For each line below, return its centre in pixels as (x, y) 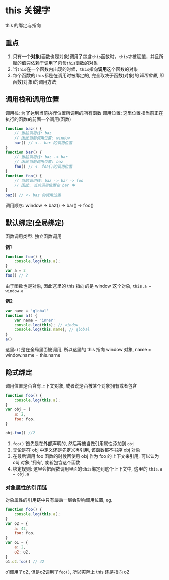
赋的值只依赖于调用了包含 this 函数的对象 (55, 63)
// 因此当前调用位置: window (42, 138)
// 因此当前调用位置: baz (39, 162)
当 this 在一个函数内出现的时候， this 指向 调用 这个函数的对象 (75, 69)
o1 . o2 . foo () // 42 (25, 561)
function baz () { (24, 129)
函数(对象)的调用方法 (35, 81)
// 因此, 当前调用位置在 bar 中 (45, 186)
